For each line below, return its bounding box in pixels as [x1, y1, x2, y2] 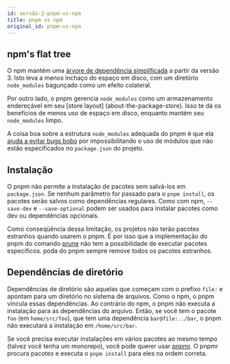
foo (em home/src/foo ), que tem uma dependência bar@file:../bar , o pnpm [7, 314, 222, 322]
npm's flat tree [7, 48, 71, 60]
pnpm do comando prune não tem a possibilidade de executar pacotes [7, 240, 207, 247]
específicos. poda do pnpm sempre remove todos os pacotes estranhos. [7, 247, 213, 255]
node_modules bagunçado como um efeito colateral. [7, 81, 152, 89]
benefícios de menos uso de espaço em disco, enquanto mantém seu [7, 109, 205, 117]
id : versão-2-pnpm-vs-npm [7, 10, 81, 17]
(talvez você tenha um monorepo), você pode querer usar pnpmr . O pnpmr [7, 341, 218, 350]
